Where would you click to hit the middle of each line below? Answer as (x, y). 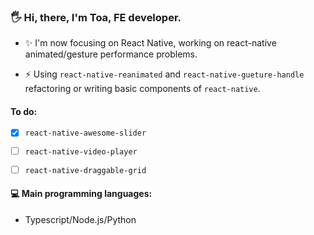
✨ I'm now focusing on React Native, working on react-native (150, 43)
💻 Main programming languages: (81, 194)
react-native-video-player (81, 152)
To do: (24, 111)
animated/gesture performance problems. (111, 54)
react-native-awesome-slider (85, 133)
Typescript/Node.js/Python (80, 220)
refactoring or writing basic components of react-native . (142, 89)
